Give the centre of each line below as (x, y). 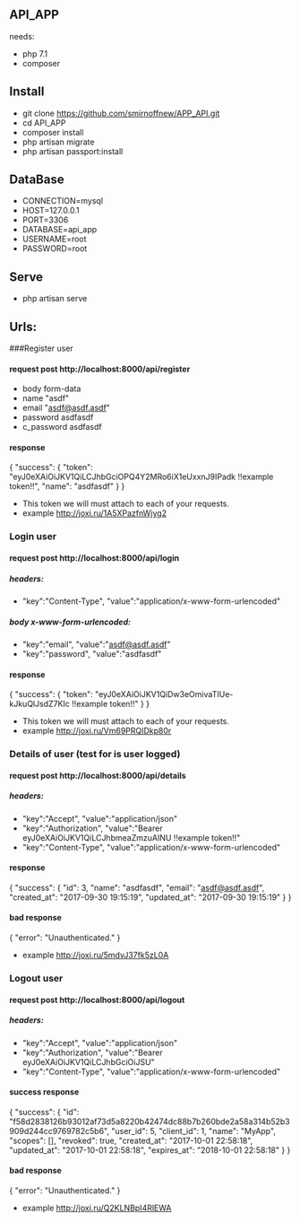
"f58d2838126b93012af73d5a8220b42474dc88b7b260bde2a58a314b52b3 (150, 1122)
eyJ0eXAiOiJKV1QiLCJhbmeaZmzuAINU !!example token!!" (131, 837)
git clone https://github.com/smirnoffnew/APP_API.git (121, 113)
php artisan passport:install (73, 151)
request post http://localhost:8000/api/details (98, 775)
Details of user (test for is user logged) (95, 755)
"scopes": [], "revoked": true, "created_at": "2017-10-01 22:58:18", (131, 1140)
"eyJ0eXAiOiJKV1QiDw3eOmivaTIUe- (164, 694)
